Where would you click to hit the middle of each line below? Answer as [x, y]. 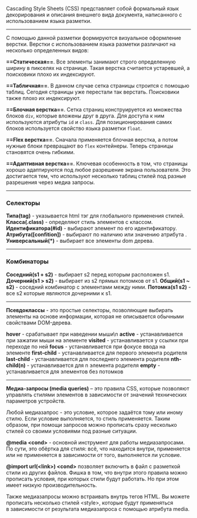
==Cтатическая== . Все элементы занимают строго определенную [91, 62]
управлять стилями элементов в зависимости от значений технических [96, 395]
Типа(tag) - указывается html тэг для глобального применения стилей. [95, 216]
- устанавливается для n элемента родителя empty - [93, 365]
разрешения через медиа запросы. [50, 182]
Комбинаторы [27, 262]
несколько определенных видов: [47, 50]
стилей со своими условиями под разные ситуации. [72, 431]
